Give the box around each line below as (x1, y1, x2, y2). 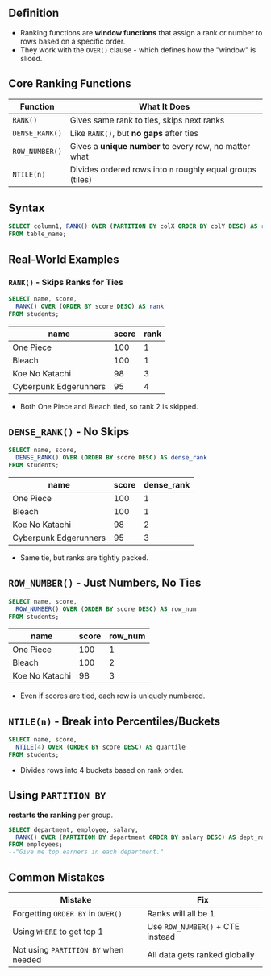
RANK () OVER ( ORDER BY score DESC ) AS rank (15, 302, 164, 310)
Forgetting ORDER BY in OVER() (12, 907, 123, 919)
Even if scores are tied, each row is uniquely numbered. (19, 691, 206, 700)
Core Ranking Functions (8, 77, 131, 91)
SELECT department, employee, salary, (8, 825, 139, 833)
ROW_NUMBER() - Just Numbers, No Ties (8, 576, 202, 590)
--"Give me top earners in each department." (8, 848, 164, 857)
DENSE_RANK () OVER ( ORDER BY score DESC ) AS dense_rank (15, 454, 207, 462)
